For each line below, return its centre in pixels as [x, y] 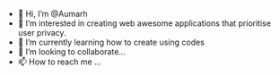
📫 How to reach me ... [59, 62]
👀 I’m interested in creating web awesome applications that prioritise [144, 23]
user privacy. [42, 33]
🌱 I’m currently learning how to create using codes [111, 42]
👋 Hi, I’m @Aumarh [52, 14]
